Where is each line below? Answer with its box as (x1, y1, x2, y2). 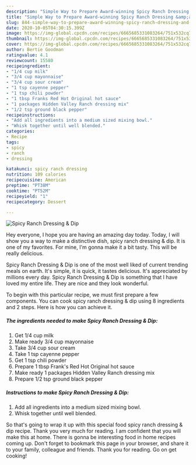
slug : (6, 19, 19, 25)
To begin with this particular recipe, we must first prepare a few (6, 291, 159, 299)
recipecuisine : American (6, 177, 66, 183)
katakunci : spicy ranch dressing (6, 166, 87, 172)
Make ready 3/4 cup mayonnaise (14, 338, 94, 346)
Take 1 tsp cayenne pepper (14, 351, 80, 358)
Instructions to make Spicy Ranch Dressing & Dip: (6, 389, 129, 396)
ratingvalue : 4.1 (6, 52, 48, 58)
